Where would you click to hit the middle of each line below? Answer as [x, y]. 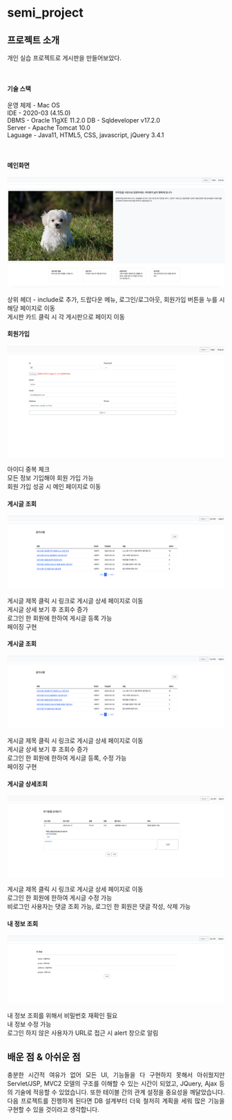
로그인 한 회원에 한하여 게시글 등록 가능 [60, 618]
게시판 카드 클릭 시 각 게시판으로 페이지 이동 [66, 317]
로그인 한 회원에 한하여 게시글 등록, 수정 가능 [67, 758]
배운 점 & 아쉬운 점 [44, 1057]
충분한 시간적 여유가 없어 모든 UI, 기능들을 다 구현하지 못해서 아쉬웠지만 [116, 1075]
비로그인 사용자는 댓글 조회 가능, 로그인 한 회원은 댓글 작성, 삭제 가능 [99, 907]
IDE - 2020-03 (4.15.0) [39, 113]
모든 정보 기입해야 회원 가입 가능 [51, 478]
